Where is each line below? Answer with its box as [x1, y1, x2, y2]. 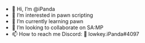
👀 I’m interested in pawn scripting [11, 12, 93, 19]
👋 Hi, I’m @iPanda [11, 6, 55, 12]
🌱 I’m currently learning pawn [11, 18, 84, 24]
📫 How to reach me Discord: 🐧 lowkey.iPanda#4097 [11, 31, 140, 37]
